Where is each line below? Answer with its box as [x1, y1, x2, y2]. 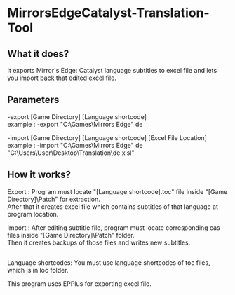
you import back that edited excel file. [7, 74, 117, 82]
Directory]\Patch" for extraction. [7, 195, 100, 203]
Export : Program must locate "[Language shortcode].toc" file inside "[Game [7, 187, 228, 195]
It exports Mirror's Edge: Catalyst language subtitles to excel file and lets [7, 67, 217, 74]
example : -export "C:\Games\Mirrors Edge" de [7, 120, 143, 128]
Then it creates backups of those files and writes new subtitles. [7, 238, 191, 247]
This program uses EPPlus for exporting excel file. [7, 280, 152, 288]
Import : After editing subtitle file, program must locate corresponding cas [7, 223, 220, 232]
